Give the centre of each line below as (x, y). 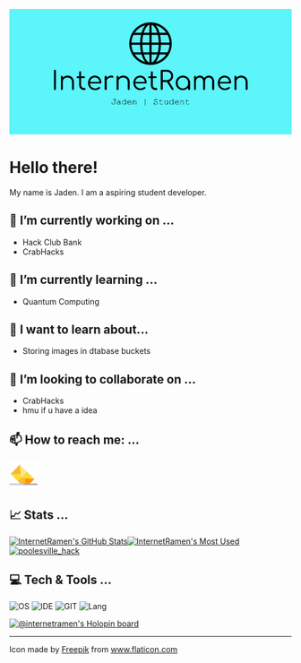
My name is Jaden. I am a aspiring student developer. (108, 192)
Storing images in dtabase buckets (86, 351)
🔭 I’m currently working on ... (92, 221)
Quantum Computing (61, 301)
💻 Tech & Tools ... (60, 580)
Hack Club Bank (52, 242)
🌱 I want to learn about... (79, 329)
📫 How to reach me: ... (75, 439)
